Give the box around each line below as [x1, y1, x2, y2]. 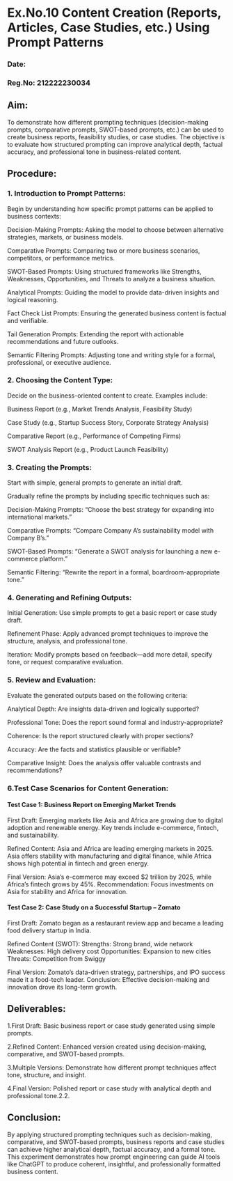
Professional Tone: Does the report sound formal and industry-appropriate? [7, 718, 223, 726]
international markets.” [7, 513, 72, 522]
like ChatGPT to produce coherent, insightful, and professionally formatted [7, 1159, 220, 1168]
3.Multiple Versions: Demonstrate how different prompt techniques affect [7, 1063, 217, 1072]
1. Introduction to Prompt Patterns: [7, 189, 127, 198]
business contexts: [7, 212, 61, 220]
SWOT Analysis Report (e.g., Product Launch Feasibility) [7, 445, 169, 453]
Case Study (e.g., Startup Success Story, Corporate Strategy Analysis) [7, 418, 209, 426]
